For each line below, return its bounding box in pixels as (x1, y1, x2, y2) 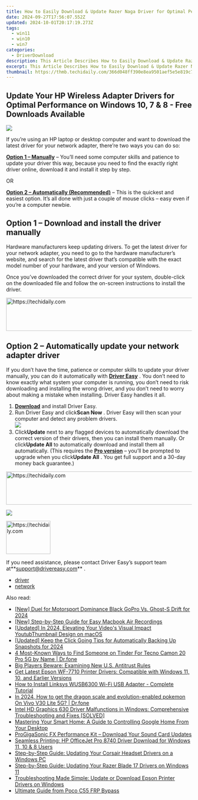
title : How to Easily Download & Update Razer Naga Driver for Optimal (6, 8, 186, 15)
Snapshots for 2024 (14, 643, 64, 650)
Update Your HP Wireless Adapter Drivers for (6, 91, 175, 101)
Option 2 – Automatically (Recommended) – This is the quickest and (6, 189, 174, 196)
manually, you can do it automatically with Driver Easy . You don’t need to (6, 372, 186, 379)
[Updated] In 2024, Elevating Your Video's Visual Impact (14, 624, 151, 631)
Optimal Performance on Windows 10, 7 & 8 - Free (6, 100, 192, 110)
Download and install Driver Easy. (14, 402, 97, 409)
